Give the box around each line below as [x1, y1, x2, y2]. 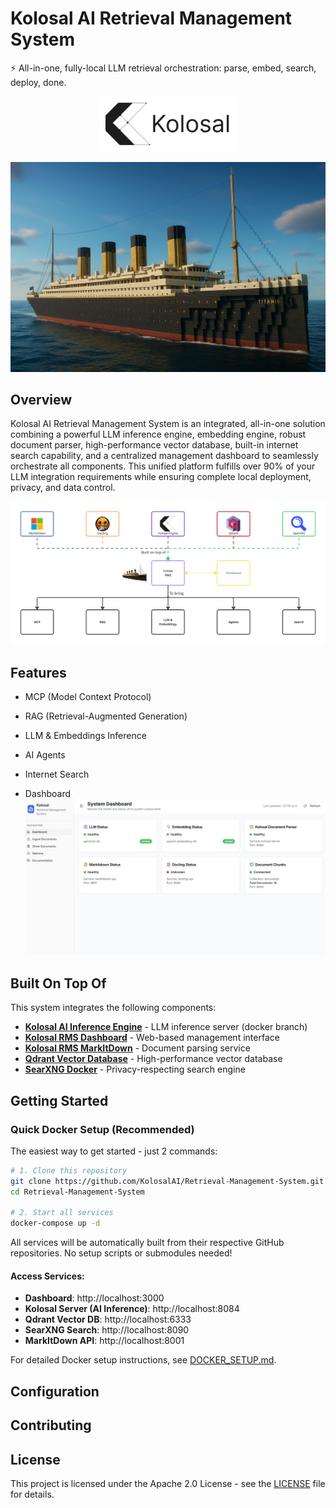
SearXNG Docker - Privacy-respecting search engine [24, 1063, 246, 1076]
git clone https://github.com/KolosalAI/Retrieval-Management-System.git [10, 1176, 325, 1186]
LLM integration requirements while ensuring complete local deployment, [10, 471, 312, 483]
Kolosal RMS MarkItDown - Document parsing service [24, 1042, 251, 1054]
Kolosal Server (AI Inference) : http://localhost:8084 [24, 1303, 240, 1315]
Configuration [10, 1383, 100, 1400]
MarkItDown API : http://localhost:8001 [24, 1335, 185, 1347]
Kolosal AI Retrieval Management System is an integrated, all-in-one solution [10, 418, 326, 430]
